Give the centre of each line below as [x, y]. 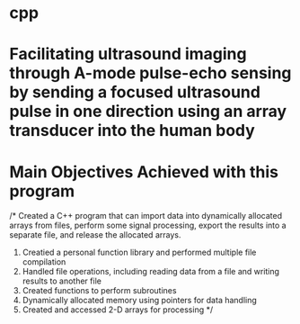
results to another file [62, 281]
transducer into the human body [132, 131]
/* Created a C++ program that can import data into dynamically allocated [146, 216]
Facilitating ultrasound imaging [128, 54]
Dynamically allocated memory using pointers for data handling [140, 301]
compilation [44, 262]
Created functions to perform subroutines [99, 291]
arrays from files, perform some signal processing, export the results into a [148, 225]
